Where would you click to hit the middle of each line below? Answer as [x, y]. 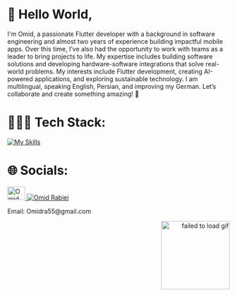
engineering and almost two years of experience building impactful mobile [115, 41]
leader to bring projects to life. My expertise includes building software [110, 56]
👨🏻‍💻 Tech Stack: [56, 122]
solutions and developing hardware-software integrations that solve [106, 63]
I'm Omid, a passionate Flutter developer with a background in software [111, 34]
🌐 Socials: [38, 170]
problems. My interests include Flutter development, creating [114, 71]
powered [20, 79]
